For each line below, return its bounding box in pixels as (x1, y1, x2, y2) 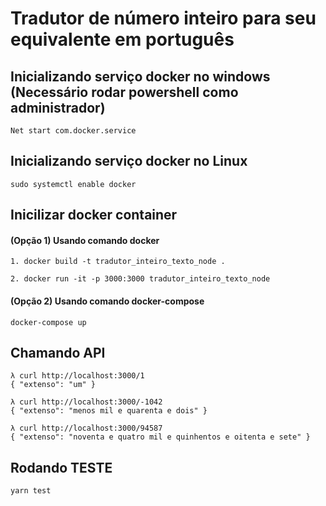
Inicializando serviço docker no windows (10, 68, 271, 85)
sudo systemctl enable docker (10, 179, 137, 189)
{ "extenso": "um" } (10, 380, 97, 390)
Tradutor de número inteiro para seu (10, 7, 317, 30)
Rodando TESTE (10, 459, 113, 476)
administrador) (10, 99, 106, 116)
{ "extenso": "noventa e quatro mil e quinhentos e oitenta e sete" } (10, 432, 311, 442)
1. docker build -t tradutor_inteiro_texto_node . (10, 257, 226, 267)
